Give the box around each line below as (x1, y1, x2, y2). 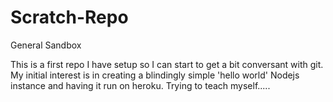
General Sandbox (10, 39, 82, 51)
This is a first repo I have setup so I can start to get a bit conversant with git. (10, 58, 324, 70)
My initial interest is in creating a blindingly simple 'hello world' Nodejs (10, 69, 300, 81)
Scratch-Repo (10, 6, 129, 29)
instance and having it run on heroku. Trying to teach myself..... (10, 79, 271, 91)
